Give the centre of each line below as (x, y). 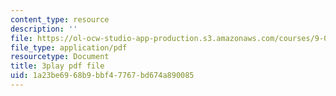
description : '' (44, 29)
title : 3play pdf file (57, 66)
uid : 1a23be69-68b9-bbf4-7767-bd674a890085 (102, 76)
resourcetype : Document (60, 57)
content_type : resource (60, 19)
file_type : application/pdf (69, 47)
